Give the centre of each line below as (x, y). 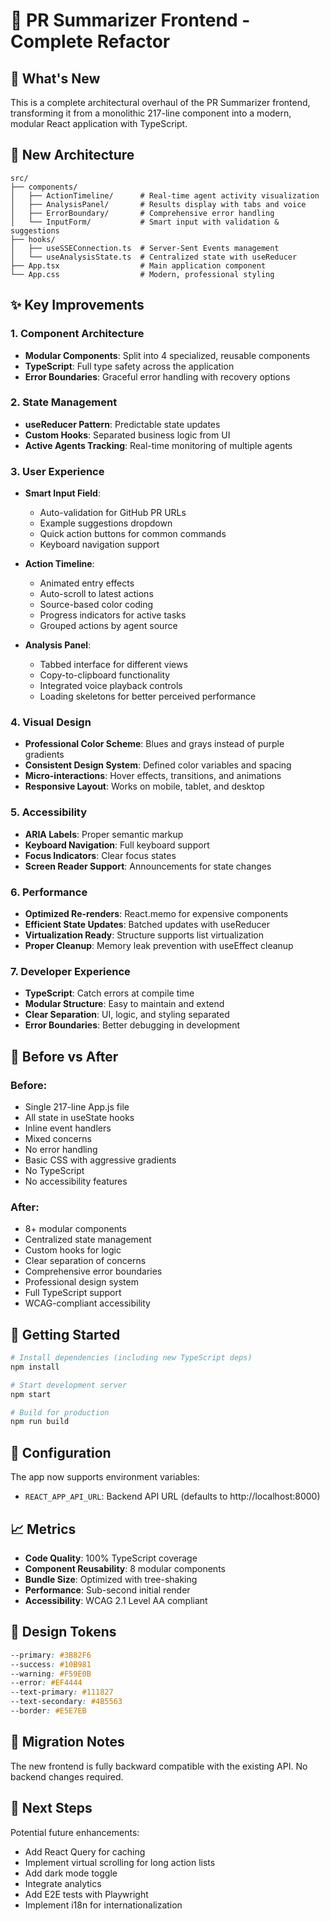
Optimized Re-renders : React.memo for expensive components (156, 913)
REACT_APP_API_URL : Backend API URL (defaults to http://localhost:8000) (172, 1496)
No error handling (61, 1149)
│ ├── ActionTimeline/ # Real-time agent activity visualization (165, 195)
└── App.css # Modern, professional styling (142, 274)
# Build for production (60, 1412)
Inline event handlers (68, 1128)
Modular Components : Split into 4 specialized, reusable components (167, 355)
